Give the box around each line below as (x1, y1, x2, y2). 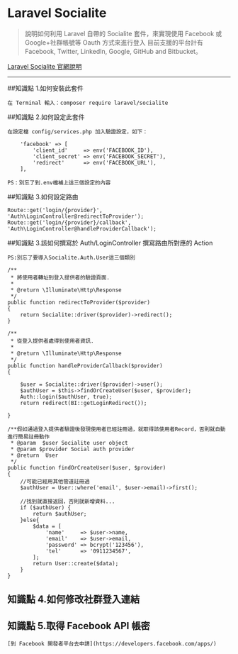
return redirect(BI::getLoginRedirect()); (20, 399, 147, 406)
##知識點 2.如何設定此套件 (7, 112, 85, 121)
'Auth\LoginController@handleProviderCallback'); (7, 225, 157, 232)
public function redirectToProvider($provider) (7, 299, 151, 306)
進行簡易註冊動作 (7, 433, 50, 440)
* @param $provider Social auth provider (10, 445, 135, 453)
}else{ (20, 516, 40, 523)
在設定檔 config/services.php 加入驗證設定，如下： (7, 128, 148, 135)
